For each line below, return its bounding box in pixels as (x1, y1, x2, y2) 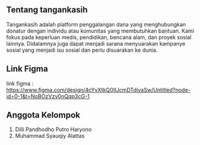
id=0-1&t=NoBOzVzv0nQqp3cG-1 (6, 93, 90, 100)
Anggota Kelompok (6, 110, 80, 120)
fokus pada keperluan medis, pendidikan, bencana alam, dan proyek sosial (6, 33, 192, 41)
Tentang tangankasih (6, 5, 88, 15)
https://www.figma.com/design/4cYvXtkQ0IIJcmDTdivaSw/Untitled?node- (6, 86, 191, 93)
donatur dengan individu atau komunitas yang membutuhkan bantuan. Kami (6, 27, 195, 34)
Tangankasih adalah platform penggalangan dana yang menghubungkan (6, 20, 186, 28)
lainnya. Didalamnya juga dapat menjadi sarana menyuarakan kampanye (6, 40, 186, 47)
